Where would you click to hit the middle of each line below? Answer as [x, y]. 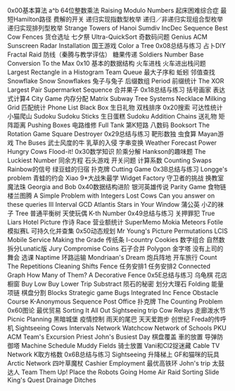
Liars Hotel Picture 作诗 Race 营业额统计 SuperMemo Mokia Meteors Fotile [115, 222]
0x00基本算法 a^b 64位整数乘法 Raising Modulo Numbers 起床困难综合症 [113, 10]
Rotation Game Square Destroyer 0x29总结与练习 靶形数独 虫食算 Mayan [113, 134]
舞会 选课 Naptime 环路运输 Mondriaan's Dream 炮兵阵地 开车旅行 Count [112, 257]
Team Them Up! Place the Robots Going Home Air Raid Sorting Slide [120, 372]
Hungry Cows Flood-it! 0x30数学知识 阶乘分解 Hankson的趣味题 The [107, 151]
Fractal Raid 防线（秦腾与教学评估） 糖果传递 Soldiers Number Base [106, 54]
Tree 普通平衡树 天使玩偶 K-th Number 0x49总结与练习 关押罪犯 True [115, 213]
